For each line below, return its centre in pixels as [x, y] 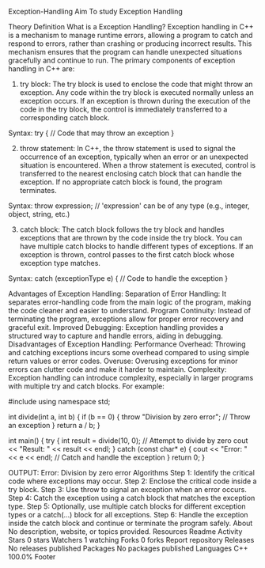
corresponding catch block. [64, 117]
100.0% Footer [32, 557]
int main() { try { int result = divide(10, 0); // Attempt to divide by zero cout [128, 441]
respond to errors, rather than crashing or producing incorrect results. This [130, 44]
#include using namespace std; [59, 401]
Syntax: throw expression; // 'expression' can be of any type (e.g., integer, [129, 206]
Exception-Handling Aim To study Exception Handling [96, 11]
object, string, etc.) [39, 214]
